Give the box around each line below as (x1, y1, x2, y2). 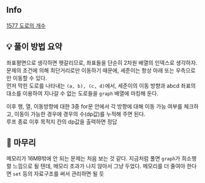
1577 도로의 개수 (6, 21, 46, 29)
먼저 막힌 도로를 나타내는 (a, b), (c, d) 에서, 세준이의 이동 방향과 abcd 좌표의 (6, 82, 196, 89)
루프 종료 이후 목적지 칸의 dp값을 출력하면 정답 (6, 118, 117, 125)
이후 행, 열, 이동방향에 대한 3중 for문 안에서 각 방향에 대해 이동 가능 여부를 (6, 102, 182, 110)
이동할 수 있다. (12, 74, 48, 81)
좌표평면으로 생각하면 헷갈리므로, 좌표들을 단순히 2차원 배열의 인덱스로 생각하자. (6, 59, 198, 66)
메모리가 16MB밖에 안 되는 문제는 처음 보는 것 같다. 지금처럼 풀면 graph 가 (6, 155, 181, 162)
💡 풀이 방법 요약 (6, 42, 62, 52)
